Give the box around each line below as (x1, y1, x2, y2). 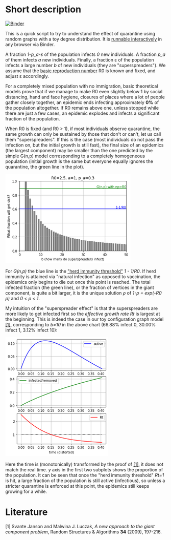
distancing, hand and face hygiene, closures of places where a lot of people (5, 94, 165, 100)
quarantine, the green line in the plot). (5, 163, 85, 170)
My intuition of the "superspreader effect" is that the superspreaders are (5, 305, 158, 311)
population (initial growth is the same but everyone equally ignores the (5, 158, 153, 164)
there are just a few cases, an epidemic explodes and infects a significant (5, 110, 160, 116)
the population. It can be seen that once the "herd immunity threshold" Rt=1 (5, 472, 164, 478)
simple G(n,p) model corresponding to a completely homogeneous (5, 153, 145, 159)
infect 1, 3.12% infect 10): (5, 327, 58, 333)
